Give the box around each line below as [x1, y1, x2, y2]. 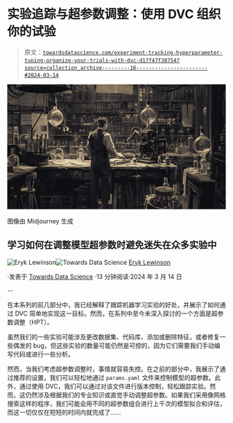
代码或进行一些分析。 [12, 349, 74, 358]
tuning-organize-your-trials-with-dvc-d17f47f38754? [24, 57, 180, 64]
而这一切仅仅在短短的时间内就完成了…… [7, 408, 121, 416]
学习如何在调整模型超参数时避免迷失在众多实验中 [7, 239, 217, 251]
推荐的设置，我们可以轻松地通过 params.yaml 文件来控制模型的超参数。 [12, 373, 215, 381]
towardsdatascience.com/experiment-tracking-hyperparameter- [42, 49, 223, 56]
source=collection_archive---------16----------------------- [24, 64, 208, 71]
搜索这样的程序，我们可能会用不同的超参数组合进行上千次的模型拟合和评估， [7, 399, 226, 408]
